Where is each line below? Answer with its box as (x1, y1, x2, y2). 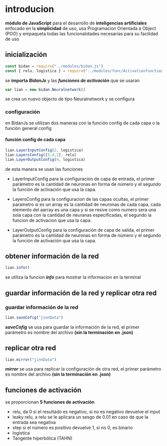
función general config (5, 125, 52, 131)
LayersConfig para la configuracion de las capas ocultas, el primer (12, 196, 149, 202)
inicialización (5, 50, 47, 59)
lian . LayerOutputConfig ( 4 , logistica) (5, 157, 85, 162)
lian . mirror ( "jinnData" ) (5, 357, 57, 362)
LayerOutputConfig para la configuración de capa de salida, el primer (12, 227, 155, 233)
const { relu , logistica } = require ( (5, 68, 85, 73)
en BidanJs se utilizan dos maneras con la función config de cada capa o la (5, 120, 160, 126)
